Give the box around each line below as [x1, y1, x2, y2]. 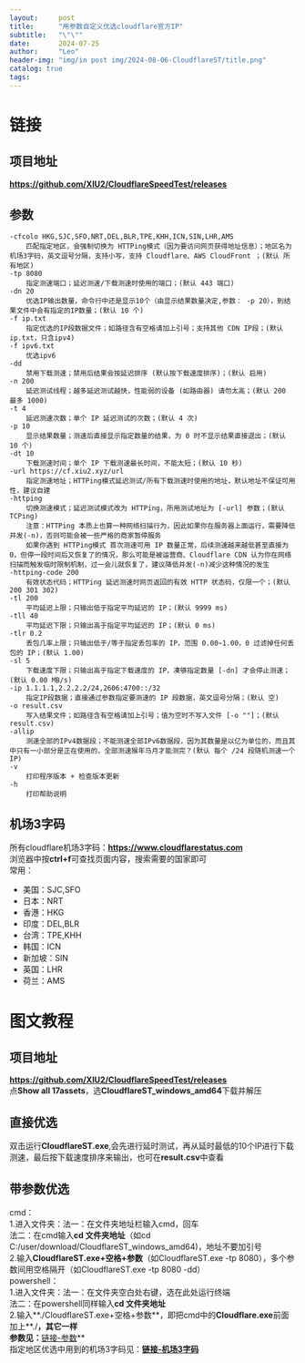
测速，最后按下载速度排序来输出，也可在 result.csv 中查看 [9, 1152, 225, 1163]
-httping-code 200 [9, 568, 79, 577]
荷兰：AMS [22, 976, 66, 987]
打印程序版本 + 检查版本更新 [25, 772, 120, 781]
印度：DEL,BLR [22, 918, 80, 929]
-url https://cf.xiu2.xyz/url [9, 466, 125, 476]
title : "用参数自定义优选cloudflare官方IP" [9, 22, 184, 31]
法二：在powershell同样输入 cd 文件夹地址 [9, 1298, 167, 1308]
